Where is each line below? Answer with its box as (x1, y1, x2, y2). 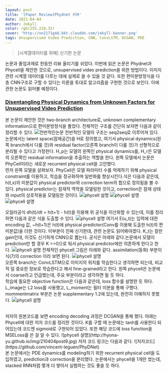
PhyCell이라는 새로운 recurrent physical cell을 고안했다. (5, 161, 117, 167)
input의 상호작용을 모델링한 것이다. (10, 192, 79, 199)
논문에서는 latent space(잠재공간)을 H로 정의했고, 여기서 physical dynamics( (5, 136, 157, 142)
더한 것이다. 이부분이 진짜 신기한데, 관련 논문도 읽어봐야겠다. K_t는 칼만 (24, 228, 163, 234)
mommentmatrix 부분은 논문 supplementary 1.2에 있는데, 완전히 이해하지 (5, 291, 150, 297)
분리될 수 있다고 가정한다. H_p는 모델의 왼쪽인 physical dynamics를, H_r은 (5, 148, 152, 154)
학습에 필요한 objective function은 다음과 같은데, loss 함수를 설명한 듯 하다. (5, 278, 153, 285)
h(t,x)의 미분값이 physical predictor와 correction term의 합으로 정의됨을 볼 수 (5, 179, 159, 186)
